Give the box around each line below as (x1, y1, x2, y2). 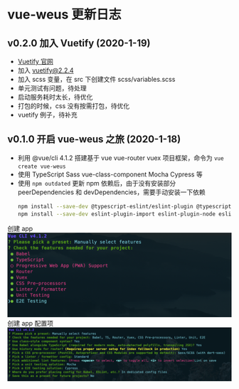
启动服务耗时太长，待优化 (17, 93, 93, 101)
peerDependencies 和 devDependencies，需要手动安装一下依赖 (17, 188, 206, 196)
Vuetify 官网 (17, 58, 53, 65)
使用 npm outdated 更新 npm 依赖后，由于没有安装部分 (17, 178, 176, 187)
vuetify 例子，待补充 (17, 111, 78, 119)
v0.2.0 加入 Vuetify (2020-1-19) (7, 37, 151, 49)
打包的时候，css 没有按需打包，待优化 (17, 102, 130, 110)
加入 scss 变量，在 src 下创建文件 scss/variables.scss (17, 75, 176, 83)
